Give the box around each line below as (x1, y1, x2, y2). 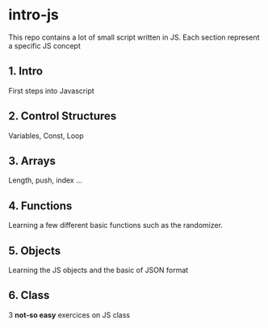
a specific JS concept (8, 40, 81, 50)
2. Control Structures (8, 109, 117, 123)
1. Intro (8, 65, 43, 78)
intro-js (8, 6, 59, 24)
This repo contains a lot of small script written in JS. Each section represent (8, 32, 260, 42)
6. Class (8, 288, 50, 302)
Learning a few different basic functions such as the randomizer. (8, 221, 224, 230)
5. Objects (8, 244, 61, 258)
